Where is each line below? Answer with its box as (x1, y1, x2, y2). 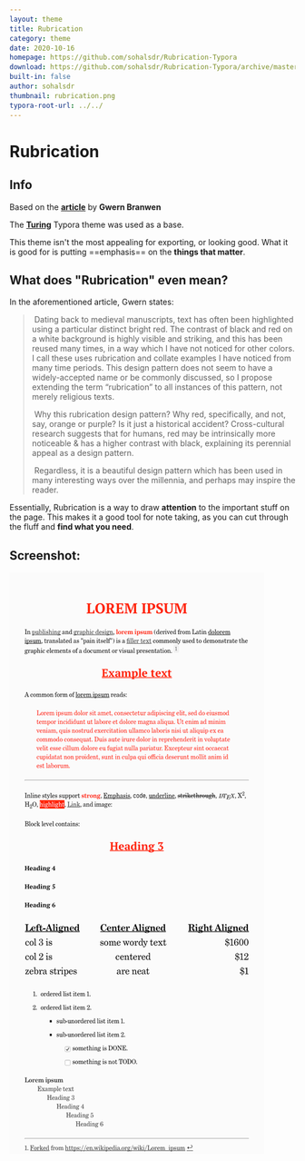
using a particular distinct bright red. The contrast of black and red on (31, 323, 293, 335)
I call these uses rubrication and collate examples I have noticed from (31, 352, 292, 363)
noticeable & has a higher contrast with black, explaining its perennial (31, 438, 291, 449)
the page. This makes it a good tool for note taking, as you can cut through (9, 511, 289, 522)
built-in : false (9, 73, 71, 82)
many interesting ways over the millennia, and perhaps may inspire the (31, 475, 296, 486)
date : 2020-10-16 (9, 44, 75, 53)
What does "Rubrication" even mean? (9, 273, 229, 288)
